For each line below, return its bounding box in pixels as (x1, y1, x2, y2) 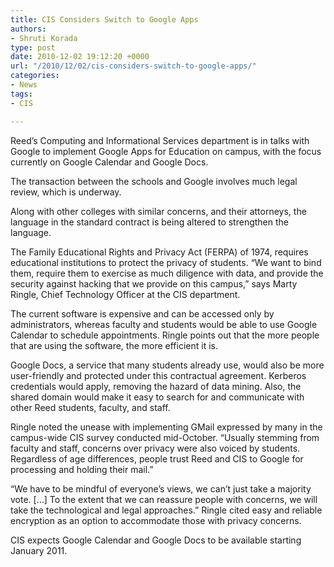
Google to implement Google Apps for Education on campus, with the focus (10, 145, 322, 157)
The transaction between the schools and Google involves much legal (10, 175, 298, 187)
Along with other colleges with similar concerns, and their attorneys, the (10, 205, 307, 217)
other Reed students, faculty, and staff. (10, 401, 171, 413)
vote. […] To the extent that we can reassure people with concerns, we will (10, 493, 318, 505)
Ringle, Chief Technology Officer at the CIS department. (10, 288, 241, 300)
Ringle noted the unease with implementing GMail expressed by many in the (10, 421, 323, 433)
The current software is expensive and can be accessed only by (10, 307, 275, 320)
